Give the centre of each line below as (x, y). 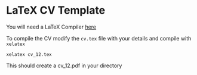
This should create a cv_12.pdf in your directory (64, 65)
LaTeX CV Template (56, 10)
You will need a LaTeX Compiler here (51, 27)
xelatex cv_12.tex (29, 54)
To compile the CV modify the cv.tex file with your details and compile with (99, 38)
